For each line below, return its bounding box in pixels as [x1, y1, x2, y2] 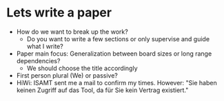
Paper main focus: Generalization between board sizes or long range [16, 49, 212, 58]
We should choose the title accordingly [26, 64, 139, 72]
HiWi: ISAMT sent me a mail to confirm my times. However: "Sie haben [16, 78, 218, 87]
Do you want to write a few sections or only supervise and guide [26, 34, 210, 43]
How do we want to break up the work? [16, 27, 128, 36]
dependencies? [16, 56, 61, 65]
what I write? [26, 42, 63, 50]
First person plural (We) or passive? [16, 71, 118, 80]
